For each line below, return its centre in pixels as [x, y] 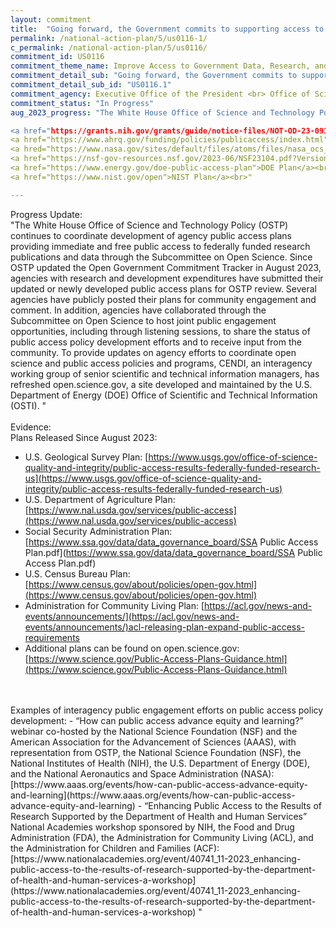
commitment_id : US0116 [57, 57]
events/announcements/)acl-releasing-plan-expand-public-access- [165, 627]
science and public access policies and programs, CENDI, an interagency [161, 363]
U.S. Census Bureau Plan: [77, 573]
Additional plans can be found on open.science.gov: [132, 648]
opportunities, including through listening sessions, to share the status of [160, 331]
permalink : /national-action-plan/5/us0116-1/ [109, 38]
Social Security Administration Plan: [98, 531]
